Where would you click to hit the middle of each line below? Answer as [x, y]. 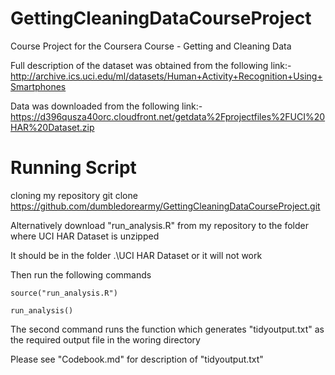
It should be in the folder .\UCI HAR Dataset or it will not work [136, 255]
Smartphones [38, 86]
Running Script [73, 168]
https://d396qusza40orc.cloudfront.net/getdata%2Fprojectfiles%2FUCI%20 [168, 116]
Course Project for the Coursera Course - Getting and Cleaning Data [151, 46]
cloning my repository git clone [74, 195]
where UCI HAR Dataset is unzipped [85, 236]
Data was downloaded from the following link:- [106, 106]
